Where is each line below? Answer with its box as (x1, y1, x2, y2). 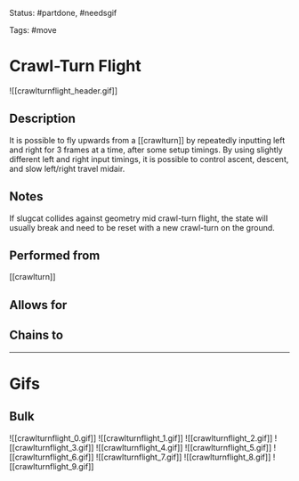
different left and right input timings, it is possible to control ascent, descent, (9, 153, 289, 164)
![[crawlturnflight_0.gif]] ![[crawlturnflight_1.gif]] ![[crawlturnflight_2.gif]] (9, 432, 273, 444)
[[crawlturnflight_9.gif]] (9, 461, 94, 471)
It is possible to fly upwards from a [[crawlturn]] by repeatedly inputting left (9, 135, 286, 145)
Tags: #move (9, 25, 57, 35)
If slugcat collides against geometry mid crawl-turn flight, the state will (9, 213, 269, 224)
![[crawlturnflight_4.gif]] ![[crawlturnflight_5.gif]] (95, 442, 272, 452)
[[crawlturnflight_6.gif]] (9, 452, 94, 462)
